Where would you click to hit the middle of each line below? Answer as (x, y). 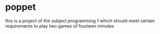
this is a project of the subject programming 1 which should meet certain (80, 21)
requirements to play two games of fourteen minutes (60, 26)
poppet (21, 7)
